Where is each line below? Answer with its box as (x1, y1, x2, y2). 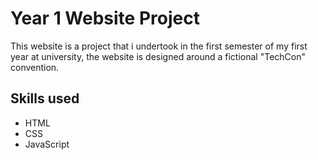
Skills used (10, 90, 80, 107)
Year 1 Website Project (10, 7, 200, 30)
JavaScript (24, 138, 70, 150)
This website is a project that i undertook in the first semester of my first (10, 40, 308, 52)
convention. (10, 61, 60, 73)
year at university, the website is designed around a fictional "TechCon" (10, 50, 307, 62)
